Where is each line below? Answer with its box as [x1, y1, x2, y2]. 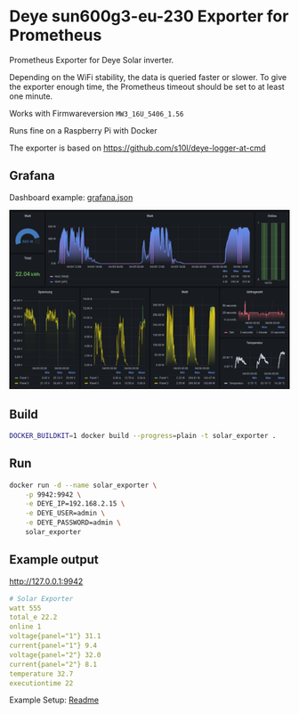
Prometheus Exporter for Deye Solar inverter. [9, 54, 174, 65]
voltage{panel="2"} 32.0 [9, 650, 101, 660]
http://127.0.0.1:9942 [9, 576, 84, 587]
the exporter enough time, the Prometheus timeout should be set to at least [9, 81, 285, 92]
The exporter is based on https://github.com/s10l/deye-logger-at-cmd [9, 142, 266, 153]
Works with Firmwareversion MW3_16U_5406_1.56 [9, 108, 184, 118]
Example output [9, 552, 100, 567]
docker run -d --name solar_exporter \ [9, 481, 158, 490]
